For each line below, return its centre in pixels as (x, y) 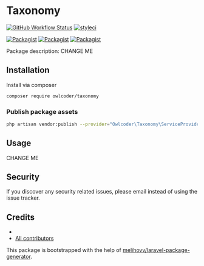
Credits (21, 217)
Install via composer (32, 85)
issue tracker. (23, 198)
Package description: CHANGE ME (49, 51)
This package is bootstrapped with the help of (64, 250)
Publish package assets (42, 111)
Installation (28, 70)
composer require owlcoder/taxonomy (53, 96)
